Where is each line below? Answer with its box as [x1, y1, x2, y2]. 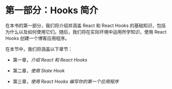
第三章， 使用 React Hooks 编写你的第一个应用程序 [12, 78, 119, 84]
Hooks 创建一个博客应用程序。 [5, 35, 70, 41]
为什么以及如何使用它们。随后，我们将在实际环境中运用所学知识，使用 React [5, 28, 167, 35]
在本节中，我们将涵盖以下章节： [5, 46, 73, 52]
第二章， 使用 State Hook [12, 67, 65, 74]
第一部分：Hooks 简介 [5, 5, 98, 16]
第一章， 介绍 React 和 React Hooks [12, 56, 88, 63]
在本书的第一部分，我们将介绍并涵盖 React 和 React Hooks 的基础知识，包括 [5, 22, 166, 28]
